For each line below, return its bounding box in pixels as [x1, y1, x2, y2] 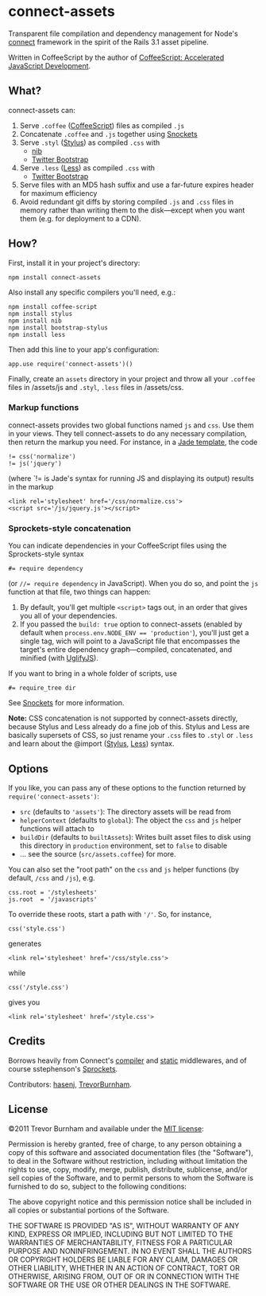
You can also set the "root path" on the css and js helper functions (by [8, 865, 240, 874]
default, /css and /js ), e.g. [8, 872, 95, 882]
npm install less [8, 330, 66, 338]
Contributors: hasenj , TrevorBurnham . [8, 1079, 133, 1089]
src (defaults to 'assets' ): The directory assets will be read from [19, 806, 232, 816]
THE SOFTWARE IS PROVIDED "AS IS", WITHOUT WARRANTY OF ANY [8, 1220, 240, 1230]
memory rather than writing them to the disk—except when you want [19, 205, 245, 215]
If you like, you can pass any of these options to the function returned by [8, 783, 246, 792]
